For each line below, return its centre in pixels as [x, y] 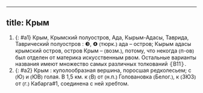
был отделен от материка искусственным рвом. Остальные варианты [105, 57]
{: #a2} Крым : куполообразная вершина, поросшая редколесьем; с [103, 70]
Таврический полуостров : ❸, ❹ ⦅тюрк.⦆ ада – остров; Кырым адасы [103, 43]
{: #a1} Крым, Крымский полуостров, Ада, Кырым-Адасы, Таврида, [102, 37]
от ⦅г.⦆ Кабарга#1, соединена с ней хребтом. [72, 83]
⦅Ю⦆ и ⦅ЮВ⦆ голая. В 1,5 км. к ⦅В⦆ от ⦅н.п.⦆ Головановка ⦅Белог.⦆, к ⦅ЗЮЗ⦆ [105, 77]
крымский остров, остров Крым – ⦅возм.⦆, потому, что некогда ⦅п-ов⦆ [105, 50]
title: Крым [28, 23]
